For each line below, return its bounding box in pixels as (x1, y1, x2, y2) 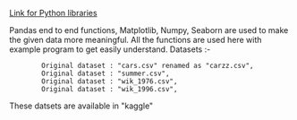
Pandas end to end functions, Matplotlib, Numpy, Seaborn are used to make (9, 25, 289, 35)
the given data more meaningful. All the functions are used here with (9, 35, 262, 45)
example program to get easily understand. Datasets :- (9, 44, 211, 55)
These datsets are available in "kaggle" (9, 100, 154, 111)
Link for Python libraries (9, 8, 98, 18)
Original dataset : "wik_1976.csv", (41, 77, 178, 86)
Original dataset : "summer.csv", (41, 69, 170, 78)
